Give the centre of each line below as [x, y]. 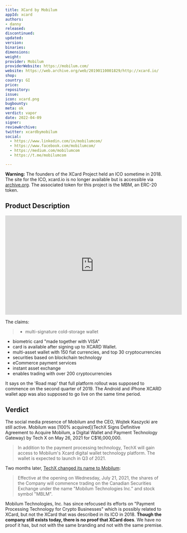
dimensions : [18, 52]
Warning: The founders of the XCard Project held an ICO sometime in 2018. [84, 174]
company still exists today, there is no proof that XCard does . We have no [83, 520]
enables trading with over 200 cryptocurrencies [62, 373]
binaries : [16, 47]
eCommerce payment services [44, 363]
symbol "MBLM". [35, 494]
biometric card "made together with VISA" [56, 341]
